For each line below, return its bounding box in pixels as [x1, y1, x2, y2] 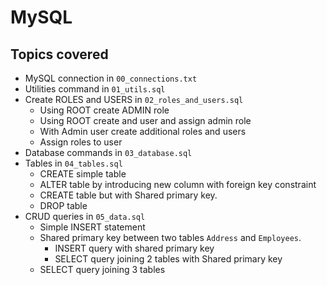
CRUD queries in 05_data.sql [24, 211, 146, 222]
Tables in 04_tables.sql [24, 157, 123, 169]
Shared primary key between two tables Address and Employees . [39, 232, 302, 243]
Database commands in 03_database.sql [24, 147, 193, 158]
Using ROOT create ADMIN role [39, 104, 170, 116]
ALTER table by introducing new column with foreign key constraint [39, 179, 317, 190]
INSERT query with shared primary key [54, 242, 215, 254]
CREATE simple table [39, 168, 127, 180]
